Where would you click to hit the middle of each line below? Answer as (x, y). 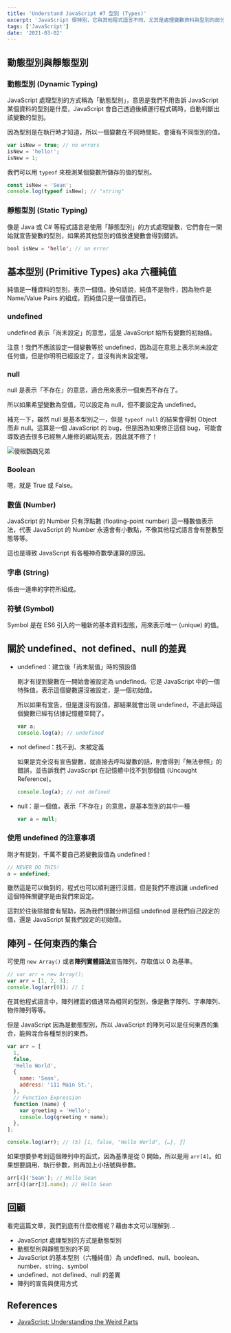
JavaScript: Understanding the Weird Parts (78, 1322)
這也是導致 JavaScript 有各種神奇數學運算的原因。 (78, 553)
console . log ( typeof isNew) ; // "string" (66, 191)
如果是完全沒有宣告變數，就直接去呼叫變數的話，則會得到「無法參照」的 (119, 761)
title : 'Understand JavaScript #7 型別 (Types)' (77, 13)
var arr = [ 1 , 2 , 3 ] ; (38, 981)
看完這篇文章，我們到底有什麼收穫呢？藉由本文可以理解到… (91, 1225)
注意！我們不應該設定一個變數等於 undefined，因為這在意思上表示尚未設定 (113, 347)
